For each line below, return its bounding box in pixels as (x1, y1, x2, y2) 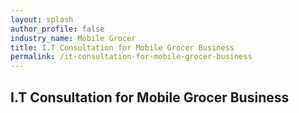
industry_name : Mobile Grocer (10, 33, 137, 43)
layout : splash (10, 14, 74, 25)
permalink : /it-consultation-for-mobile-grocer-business (10, 52, 253, 62)
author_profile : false (10, 24, 105, 34)
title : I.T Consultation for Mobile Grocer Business (10, 42, 235, 53)
